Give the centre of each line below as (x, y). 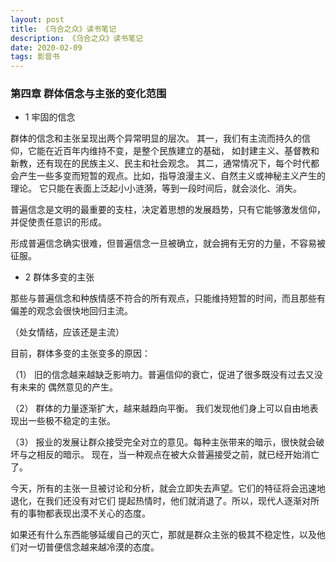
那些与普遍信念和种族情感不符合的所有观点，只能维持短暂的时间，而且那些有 (168, 298)
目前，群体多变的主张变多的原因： (80, 353)
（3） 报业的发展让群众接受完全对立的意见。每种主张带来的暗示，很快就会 (163, 442)
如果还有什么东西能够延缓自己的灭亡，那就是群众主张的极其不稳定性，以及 (163, 535)
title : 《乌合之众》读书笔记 (63, 29)
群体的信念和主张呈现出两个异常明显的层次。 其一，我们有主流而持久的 (156, 138)
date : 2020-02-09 (46, 47)
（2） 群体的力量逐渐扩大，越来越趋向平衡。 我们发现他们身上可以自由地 (160, 408)
